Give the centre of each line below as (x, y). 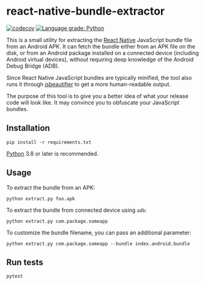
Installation (28, 128)
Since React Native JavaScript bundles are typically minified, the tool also (99, 78)
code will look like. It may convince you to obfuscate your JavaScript (93, 103)
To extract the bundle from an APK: (51, 187)
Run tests (25, 262)
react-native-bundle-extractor (86, 11)
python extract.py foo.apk (41, 199)
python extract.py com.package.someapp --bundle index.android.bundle (98, 244)
